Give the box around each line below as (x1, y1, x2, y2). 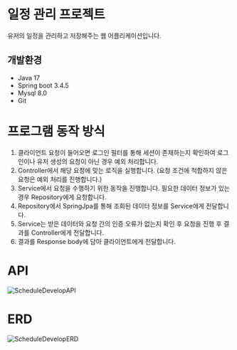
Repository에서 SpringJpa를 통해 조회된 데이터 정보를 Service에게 (17, 201, 205, 210)
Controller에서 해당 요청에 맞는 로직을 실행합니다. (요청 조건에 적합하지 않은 (17, 166, 228, 174)
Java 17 (17, 73, 41, 82)
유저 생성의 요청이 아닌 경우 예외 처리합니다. (36, 157, 159, 166)
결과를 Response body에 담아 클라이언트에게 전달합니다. (17, 237, 176, 245)
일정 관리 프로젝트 (7, 6, 105, 23)
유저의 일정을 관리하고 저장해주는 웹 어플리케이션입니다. (7, 31, 162, 40)
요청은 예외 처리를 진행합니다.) (17, 175, 102, 184)
